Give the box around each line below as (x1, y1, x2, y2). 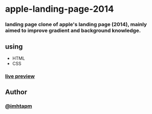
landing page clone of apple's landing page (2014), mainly (5, 21, 147, 28)
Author (5, 88, 27, 96)
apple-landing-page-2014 (5, 3, 114, 15)
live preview (5, 73, 35, 80)
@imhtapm (5, 103, 32, 110)
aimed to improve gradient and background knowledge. (5, 27, 141, 34)
